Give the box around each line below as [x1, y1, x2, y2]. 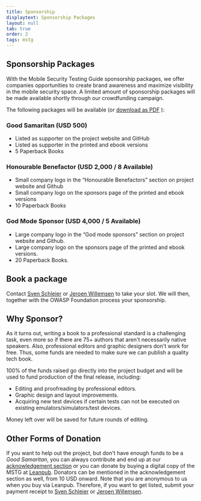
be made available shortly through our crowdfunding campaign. [6, 94, 164, 101]
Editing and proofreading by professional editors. [14, 385, 137, 392]
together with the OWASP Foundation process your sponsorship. [6, 296, 167, 303]
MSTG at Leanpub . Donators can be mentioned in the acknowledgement [6, 468, 185, 476]
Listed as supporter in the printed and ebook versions [14, 141, 149, 148]
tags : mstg [6, 37, 34, 43]
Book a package [6, 274, 68, 284]
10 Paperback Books [14, 202, 66, 209]
